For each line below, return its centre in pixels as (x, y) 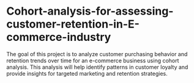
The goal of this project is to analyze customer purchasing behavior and (97, 54)
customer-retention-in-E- (73, 24)
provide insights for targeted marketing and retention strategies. (87, 73)
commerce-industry (59, 37)
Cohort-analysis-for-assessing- (90, 11)
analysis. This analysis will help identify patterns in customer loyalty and (97, 67)
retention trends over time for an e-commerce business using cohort (93, 60)
